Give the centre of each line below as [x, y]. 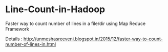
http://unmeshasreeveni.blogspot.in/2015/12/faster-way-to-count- [93, 39]
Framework [17, 29]
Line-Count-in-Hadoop [55, 9]
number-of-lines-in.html [31, 44]
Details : [14, 39]
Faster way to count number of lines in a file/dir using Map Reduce [76, 23]
